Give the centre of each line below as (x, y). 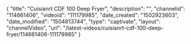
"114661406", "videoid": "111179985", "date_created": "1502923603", (92, 15)
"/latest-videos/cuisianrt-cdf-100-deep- (114, 28)
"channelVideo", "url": (34, 28)
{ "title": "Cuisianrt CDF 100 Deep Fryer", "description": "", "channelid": (96, 9)
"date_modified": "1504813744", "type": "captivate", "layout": (84, 21)
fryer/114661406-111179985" (42, 34)
